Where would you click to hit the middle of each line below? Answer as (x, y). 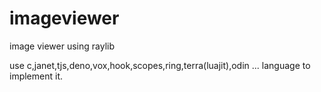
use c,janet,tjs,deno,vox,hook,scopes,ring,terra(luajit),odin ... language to (160, 65)
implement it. (36, 76)
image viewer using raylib (62, 46)
